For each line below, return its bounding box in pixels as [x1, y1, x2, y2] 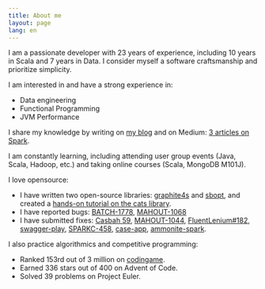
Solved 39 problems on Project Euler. [19, 272, 141, 281]
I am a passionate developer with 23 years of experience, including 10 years [8, 48, 256, 58]
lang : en [8, 26, 37, 34]
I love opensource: [8, 175, 69, 184]
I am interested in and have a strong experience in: [8, 80, 173, 89]
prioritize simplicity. [8, 65, 73, 74]
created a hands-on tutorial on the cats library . [19, 199, 172, 208]
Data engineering [19, 96, 77, 105]
